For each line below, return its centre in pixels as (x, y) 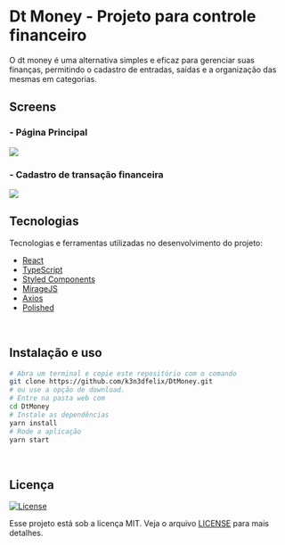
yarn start (29, 440)
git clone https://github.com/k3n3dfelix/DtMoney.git (111, 382)
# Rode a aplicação (45, 431)
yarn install (33, 423)
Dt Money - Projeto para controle (133, 17)
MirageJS (40, 288)
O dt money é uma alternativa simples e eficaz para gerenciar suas (132, 60)
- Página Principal (49, 133)
